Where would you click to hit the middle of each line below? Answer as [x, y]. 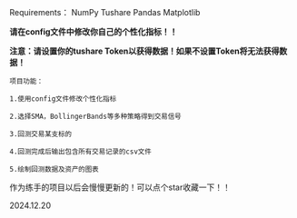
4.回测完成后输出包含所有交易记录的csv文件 [80, 152]
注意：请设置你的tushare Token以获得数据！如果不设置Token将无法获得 [144, 51]
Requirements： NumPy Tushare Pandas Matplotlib [105, 12]
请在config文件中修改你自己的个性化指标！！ [94, 32]
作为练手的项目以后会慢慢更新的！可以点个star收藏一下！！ [120, 187]
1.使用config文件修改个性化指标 [63, 99]
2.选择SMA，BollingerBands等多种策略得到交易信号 [95, 116]
